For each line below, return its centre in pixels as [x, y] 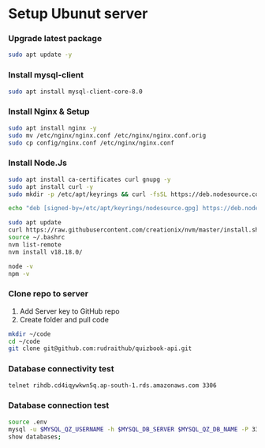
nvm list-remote [35, 245]
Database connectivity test [61, 369]
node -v [21, 266]
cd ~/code [24, 341]
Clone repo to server [49, 294]
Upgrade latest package [55, 39]
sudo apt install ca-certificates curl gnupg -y [90, 179]
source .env [28, 422]
